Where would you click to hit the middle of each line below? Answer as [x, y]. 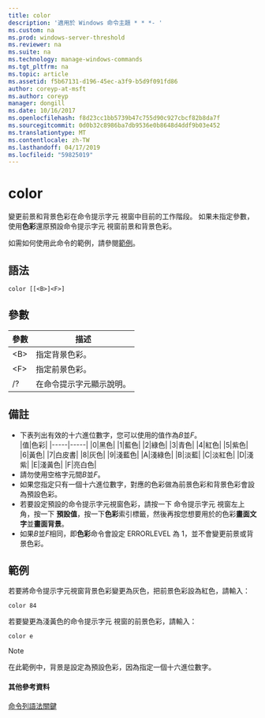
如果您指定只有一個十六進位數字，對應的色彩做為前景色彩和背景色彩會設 [137, 484]
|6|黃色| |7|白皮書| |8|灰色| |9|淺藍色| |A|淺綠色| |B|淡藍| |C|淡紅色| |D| [133, 455]
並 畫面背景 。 [47, 523]
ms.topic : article [38, 74]
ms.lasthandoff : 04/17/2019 [54, 147]
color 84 [22, 606]
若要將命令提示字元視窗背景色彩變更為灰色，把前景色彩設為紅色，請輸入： [129, 591]
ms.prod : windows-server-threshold [67, 37]
